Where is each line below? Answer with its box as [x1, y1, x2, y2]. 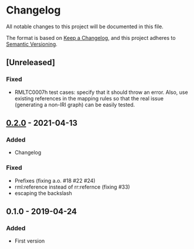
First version [14, 237, 45, 244]
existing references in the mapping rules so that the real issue [14, 95, 164, 102]
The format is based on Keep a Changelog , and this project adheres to [6, 34, 176, 41]
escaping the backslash [14, 189, 72, 197]
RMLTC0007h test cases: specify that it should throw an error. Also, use [14, 89, 189, 96]
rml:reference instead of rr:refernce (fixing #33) [14, 183, 130, 190]
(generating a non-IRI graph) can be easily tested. [14, 101, 135, 108]
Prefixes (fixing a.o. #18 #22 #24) [14, 177, 96, 184]
